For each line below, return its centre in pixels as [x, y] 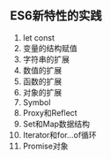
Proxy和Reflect [50, 112]
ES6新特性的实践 [56, 16]
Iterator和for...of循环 [59, 134]
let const [39, 37]
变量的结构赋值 [50, 48]
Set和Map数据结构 [56, 124]
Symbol [37, 102]
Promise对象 [45, 146]
